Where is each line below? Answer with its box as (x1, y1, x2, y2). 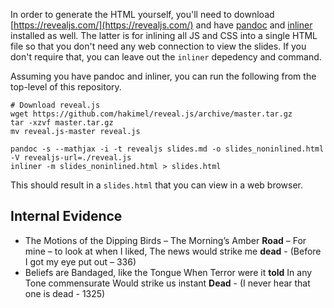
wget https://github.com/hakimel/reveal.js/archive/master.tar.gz (10, 109, 293, 119)
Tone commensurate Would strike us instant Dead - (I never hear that (24, 277, 311, 289)
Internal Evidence (10, 208, 123, 225)
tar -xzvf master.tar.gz (10, 118, 114, 128)
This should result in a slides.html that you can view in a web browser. (10, 179, 304, 191)
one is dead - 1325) (24, 287, 106, 299)
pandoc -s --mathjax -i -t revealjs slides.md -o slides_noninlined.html (10, 144, 325, 154)
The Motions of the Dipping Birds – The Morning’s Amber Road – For (24, 234, 307, 246)
